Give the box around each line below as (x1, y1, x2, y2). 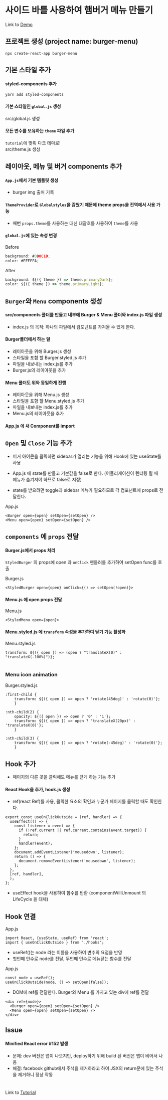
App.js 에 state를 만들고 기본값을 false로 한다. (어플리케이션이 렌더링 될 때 (12, 470, 158, 476)
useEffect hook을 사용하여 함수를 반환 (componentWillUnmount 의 (12, 890, 146, 896)
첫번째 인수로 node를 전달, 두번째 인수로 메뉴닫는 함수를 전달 (12, 956, 131, 962)
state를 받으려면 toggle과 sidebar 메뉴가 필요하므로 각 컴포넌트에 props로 (12, 487, 158, 493)
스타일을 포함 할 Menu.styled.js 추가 (12, 398, 84, 404)
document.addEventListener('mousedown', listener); (14, 850, 124, 855)
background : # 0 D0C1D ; (5, 254, 51, 259)
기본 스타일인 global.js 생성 (5, 103, 61, 109)
